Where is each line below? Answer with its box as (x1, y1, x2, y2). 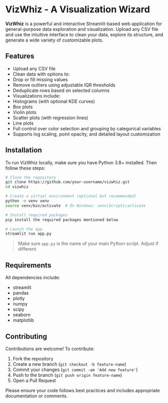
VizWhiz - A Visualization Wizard (5, 4, 151, 15)
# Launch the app (5, 226, 43, 232)
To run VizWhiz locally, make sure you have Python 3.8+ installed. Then (5, 159, 157, 165)
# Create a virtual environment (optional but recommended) (5, 194, 137, 199)
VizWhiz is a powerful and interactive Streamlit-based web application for (5, 21, 162, 27)
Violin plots (12, 109, 37, 115)
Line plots (12, 120, 34, 126)
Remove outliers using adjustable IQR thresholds (12, 82, 116, 88)
